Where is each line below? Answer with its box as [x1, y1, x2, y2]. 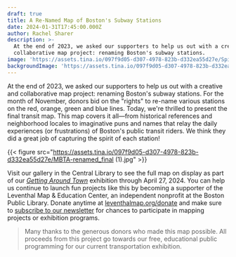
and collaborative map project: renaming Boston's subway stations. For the [7, 89, 224, 98]
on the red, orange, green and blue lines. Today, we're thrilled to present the [7, 104, 228, 112]
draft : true [7, 10, 42, 18]
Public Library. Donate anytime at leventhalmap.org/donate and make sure [7, 198, 223, 207]
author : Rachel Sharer [7, 29, 74, 37]
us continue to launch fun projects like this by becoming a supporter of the [7, 183, 223, 192]
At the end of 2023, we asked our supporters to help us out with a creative [7, 81, 223, 90]
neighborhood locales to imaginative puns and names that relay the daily [7, 119, 218, 127]
